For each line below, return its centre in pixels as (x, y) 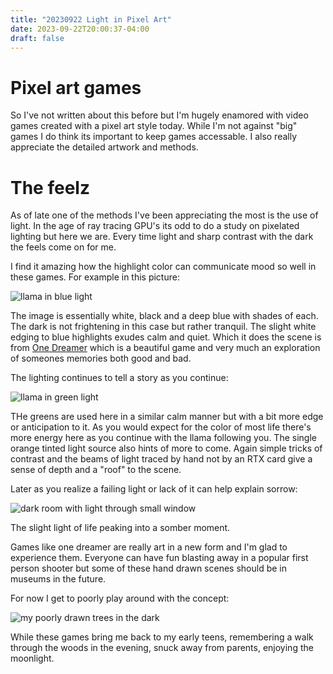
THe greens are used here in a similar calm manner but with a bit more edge (167, 417)
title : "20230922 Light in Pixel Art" (91, 19)
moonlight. (32, 658)
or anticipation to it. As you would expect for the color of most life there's (161, 427)
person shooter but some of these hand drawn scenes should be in (148, 568)
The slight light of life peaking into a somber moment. (120, 528)
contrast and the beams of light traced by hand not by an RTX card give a (161, 459)
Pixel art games (76, 87)
